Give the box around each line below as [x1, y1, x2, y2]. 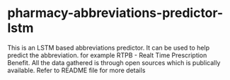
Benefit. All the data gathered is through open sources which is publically [7, 58, 221, 67]
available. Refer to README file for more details [7, 66, 146, 74]
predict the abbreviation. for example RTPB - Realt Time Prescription [7, 51, 207, 59]
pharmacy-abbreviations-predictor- [7, 5, 224, 21]
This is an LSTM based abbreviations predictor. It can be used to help [7, 43, 210, 52]
